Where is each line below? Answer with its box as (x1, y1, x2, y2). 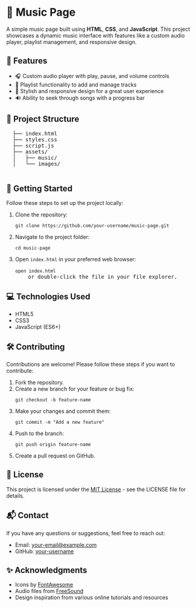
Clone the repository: (14, 211, 68, 218)
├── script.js (12, 142, 54, 149)
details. (6, 492, 25, 499)
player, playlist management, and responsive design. (6, 38, 137, 45)
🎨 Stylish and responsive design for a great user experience (14, 87, 164, 94)
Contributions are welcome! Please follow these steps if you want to (6, 361, 175, 368)
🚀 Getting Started (6, 183, 73, 193)
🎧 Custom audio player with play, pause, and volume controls (14, 72, 170, 79)
